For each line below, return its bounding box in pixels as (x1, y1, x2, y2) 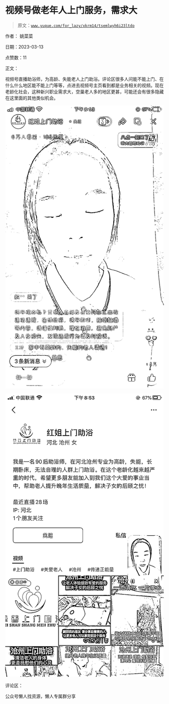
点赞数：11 (5, 54, 27, 61)
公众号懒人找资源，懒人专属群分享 (5, 693, 76, 699)
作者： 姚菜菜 (5, 33, 33, 39)
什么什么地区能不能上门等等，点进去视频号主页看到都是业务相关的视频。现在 (5, 82, 164, 88)
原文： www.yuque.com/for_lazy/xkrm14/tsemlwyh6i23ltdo (17, 22, 135, 28)
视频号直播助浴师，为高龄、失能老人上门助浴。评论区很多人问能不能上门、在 (5, 76, 164, 82)
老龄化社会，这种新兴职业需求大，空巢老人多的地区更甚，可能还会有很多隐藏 (5, 88, 164, 95)
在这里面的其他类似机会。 (5, 95, 58, 101)
